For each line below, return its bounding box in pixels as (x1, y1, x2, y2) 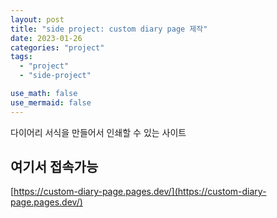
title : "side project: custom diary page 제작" (10, 24, 208, 34)
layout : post (10, 14, 65, 25)
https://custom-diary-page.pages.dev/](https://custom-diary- (13, 186, 267, 198)
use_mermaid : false (10, 97, 92, 108)
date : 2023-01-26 (10, 33, 83, 43)
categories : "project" (10, 42, 105, 53)
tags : (10, 52, 33, 62)
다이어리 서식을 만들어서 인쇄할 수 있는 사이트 (10, 126, 187, 138)
